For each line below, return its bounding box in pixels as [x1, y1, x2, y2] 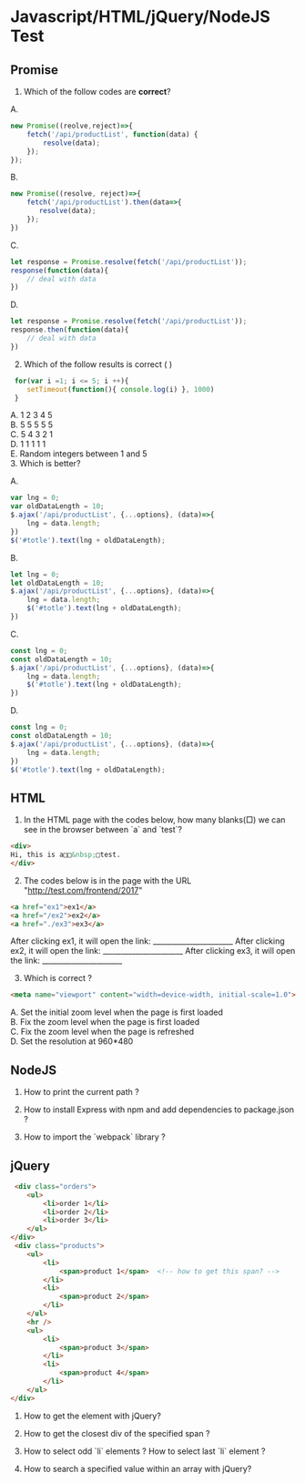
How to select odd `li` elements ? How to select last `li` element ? [23, 1446, 266, 1457]
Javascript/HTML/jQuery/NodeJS [10, 6, 271, 27]
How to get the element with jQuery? [23, 1410, 162, 1421]
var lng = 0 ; [10, 494, 60, 503]
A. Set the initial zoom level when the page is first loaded [10, 1007, 224, 1018]
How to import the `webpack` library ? [23, 1131, 167, 1142]
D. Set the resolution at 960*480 [10, 1036, 134, 1047]
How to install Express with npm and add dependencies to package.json [23, 1104, 295, 1115]
